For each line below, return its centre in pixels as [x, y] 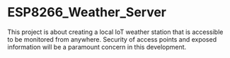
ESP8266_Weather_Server [87, 12]
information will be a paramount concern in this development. [97, 47]
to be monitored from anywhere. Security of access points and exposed [112, 39]
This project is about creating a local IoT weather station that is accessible [115, 32]
